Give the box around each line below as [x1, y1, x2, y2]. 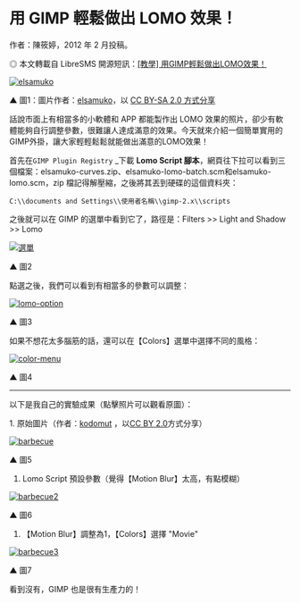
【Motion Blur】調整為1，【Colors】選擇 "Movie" [21, 528, 199, 539]
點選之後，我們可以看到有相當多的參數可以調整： [9, 280, 189, 290]
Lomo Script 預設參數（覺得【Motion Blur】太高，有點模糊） [21, 473, 246, 483]
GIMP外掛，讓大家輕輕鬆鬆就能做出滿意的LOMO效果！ [9, 136, 210, 147]
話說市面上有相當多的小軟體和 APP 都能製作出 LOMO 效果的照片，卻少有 [9, 113, 276, 124]
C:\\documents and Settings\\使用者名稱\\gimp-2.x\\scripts [9, 197, 230, 205]
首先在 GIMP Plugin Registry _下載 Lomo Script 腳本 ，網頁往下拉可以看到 [9, 155, 279, 165]
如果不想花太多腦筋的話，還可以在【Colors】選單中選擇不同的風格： [9, 335, 261, 346]
